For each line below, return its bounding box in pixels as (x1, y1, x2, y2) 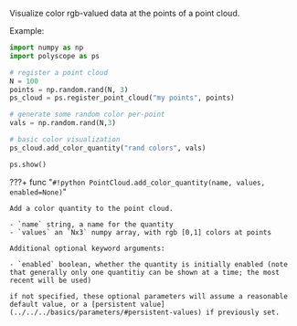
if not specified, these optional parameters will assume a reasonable (9, 291, 288, 300)
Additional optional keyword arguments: (9, 244, 166, 253)
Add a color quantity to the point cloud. (9, 204, 174, 213)
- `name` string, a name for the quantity (9, 219, 174, 229)
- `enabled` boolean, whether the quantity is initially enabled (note (9, 259, 288, 268)
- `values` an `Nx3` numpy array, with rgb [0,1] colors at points (9, 227, 272, 237)
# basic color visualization (9, 135, 121, 144)
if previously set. (205, 308, 281, 317)
